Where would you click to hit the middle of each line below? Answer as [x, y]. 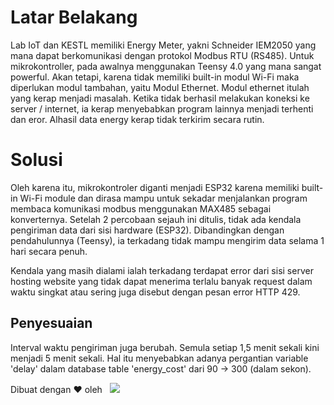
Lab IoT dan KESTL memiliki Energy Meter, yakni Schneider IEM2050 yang [163, 45]
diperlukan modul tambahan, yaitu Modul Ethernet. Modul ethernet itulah [160, 87]
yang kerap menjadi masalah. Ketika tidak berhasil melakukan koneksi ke [160, 98]
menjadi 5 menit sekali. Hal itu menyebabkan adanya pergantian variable [159, 358]
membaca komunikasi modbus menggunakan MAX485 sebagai [141, 208]
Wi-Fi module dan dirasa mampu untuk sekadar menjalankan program [163, 198]
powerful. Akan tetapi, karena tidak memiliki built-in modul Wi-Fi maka [155, 77]
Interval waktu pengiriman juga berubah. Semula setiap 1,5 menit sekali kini [165, 347]
